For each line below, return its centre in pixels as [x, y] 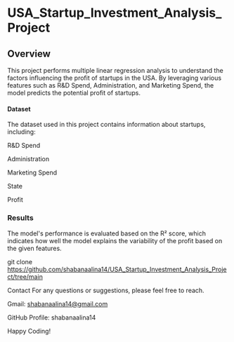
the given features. [34, 248]
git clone [20, 261]
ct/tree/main [25, 276]
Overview [29, 54]
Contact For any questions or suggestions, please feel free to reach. [106, 290]
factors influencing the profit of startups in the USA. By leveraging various [115, 78]
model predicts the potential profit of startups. [74, 93]
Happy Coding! [29, 331]
